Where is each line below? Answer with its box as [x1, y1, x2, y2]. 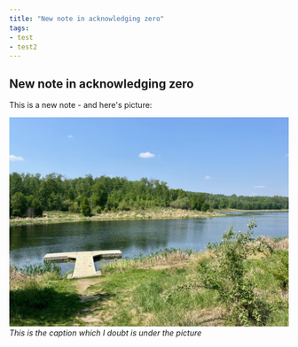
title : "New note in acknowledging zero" [9, 14, 165, 23]
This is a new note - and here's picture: [9, 100, 153, 111]
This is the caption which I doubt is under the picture [9, 328, 202, 338]
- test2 [9, 42, 38, 51]
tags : [9, 23, 29, 33]
